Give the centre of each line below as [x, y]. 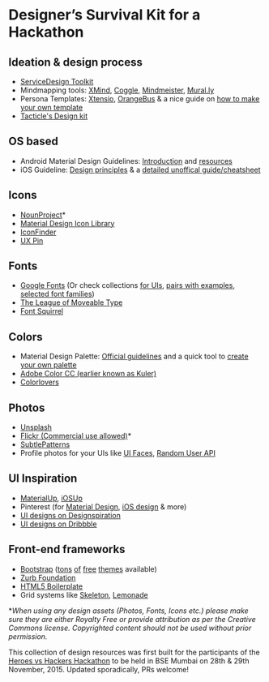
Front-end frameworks [67, 549]
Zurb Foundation [48, 577]
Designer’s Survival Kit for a [105, 15]
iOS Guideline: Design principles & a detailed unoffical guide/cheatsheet [140, 169]
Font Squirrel [41, 311]
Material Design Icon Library [67, 223]
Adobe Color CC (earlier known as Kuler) [88, 374]
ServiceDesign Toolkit [57, 81]
